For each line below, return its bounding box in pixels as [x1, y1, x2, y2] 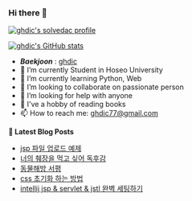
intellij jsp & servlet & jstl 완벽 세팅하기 [19, 184, 143, 194]
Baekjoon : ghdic [19, 56, 78, 67]
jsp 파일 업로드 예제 [19, 144, 82, 154]
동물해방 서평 [19, 164, 62, 174]
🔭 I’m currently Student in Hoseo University [19, 65, 163, 75]
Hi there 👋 [8, 7, 48, 18]
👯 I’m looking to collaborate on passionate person [19, 82, 185, 92]
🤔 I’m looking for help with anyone [19, 91, 133, 100]
